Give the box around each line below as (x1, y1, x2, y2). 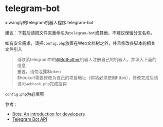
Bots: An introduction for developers (12, 111, 85, 117)
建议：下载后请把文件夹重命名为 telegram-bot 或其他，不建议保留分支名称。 (5, 30, 155, 35)
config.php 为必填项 (5, 91, 44, 97)
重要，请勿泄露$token (17, 68, 61, 74)
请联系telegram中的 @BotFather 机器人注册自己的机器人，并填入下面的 (17, 56, 157, 62)
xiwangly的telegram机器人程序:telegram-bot (5, 19, 94, 25)
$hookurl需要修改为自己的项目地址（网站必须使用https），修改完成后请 (17, 75, 159, 80)
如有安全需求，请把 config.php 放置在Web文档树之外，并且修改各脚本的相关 (5, 40, 156, 46)
